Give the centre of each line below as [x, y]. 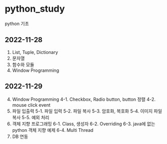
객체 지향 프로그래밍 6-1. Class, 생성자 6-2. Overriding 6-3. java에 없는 [84, 124]
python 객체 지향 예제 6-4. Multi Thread [53, 130]
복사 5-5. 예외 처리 [31, 117]
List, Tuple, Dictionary [35, 52]
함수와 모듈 [23, 65]
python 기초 [17, 23]
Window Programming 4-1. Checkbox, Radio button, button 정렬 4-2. [84, 99]
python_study [35, 9]
